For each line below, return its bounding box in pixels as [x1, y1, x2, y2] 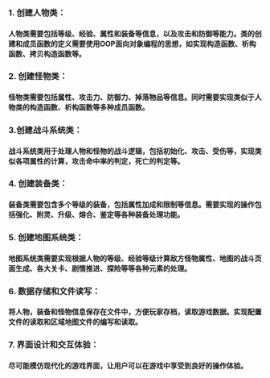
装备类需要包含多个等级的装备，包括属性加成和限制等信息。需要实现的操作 [8, 200, 255, 210]
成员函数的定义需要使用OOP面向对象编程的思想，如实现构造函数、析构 [22, 39, 256, 48]
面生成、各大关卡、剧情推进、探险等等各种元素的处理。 [8, 264, 191, 273]
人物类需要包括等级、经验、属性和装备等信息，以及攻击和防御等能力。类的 [8, 28, 255, 38]
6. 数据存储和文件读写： [8, 285, 100, 297]
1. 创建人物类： [8, 6, 67, 18]
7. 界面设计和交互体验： [8, 339, 99, 351]
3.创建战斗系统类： [8, 124, 83, 135]
